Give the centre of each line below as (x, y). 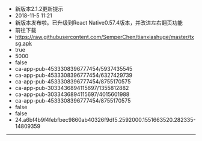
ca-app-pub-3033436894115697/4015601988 (72, 94)
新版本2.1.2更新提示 (39, 9)
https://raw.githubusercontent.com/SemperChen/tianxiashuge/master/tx (104, 37)
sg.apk (23, 43)
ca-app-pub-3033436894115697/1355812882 (72, 88)
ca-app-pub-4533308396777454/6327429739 (74, 75)
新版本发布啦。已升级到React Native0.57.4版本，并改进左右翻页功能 (99, 22)
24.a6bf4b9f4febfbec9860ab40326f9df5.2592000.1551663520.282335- (105, 120)
